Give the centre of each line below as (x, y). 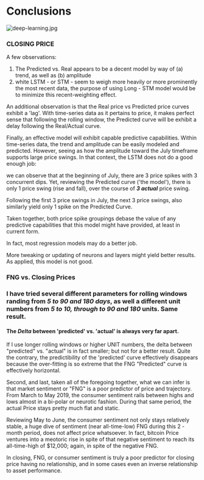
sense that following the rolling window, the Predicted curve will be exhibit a (101, 119)
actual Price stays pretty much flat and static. (63, 408)
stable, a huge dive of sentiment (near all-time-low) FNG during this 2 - (96, 426)
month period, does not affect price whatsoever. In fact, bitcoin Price (93, 433)
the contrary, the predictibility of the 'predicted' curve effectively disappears (102, 358)
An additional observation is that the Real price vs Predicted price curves (98, 107)
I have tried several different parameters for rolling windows (97, 294)
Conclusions (39, 11)
